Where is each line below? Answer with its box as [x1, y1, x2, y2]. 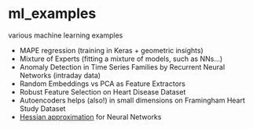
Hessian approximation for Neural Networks [19, 112, 162, 121]
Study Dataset [19, 103, 66, 113]
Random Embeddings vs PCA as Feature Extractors [19, 79, 186, 88]
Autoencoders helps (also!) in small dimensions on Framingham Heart [19, 95, 246, 105]
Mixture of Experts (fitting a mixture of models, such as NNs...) [19, 54, 223, 63]
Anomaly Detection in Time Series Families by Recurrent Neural [19, 62, 225, 71]
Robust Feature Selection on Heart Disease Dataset [19, 87, 186, 96]
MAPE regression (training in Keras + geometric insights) [19, 45, 204, 55]
